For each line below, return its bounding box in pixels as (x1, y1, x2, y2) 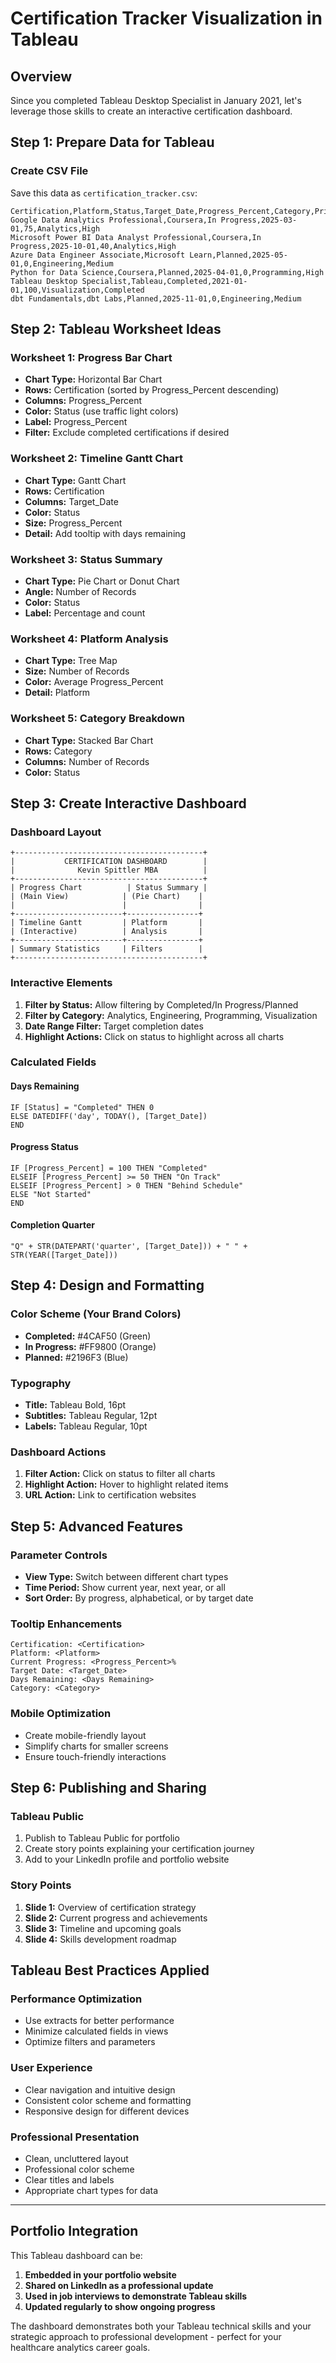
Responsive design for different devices (24, 2105, 190, 2117)
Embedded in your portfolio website (24, 2268, 177, 2281)
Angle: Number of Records (24, 585, 137, 597)
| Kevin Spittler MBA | (10, 865, 208, 876)
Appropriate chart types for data (24, 2184, 159, 2196)
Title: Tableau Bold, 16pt (24, 1399, 127, 1411)
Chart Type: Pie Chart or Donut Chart (24, 575, 180, 587)
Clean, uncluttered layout (24, 2152, 129, 2164)
